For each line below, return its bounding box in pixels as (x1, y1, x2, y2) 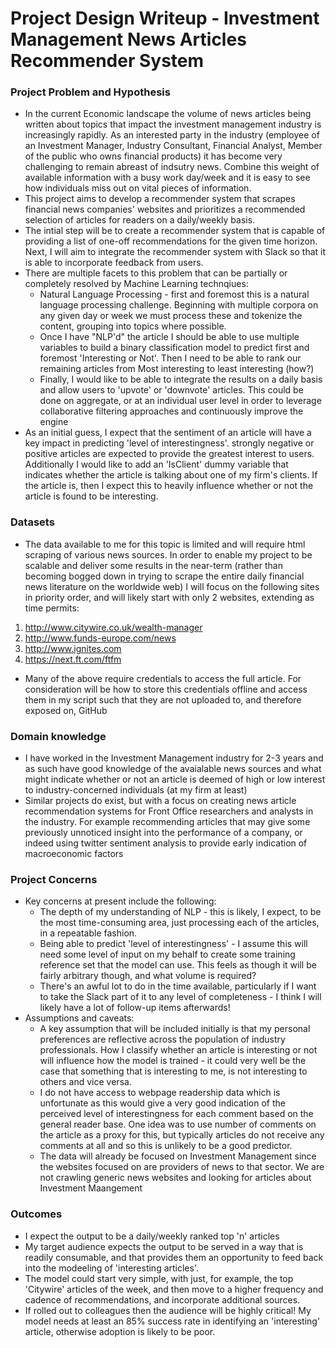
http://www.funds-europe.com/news (24, 632, 177, 644)
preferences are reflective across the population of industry (39, 1033, 286, 1046)
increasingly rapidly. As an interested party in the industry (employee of (24, 129, 320, 141)
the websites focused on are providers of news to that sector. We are (39, 1161, 325, 1173)
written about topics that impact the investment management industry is (24, 118, 322, 131)
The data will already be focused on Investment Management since (39, 1150, 317, 1162)
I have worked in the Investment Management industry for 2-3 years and (24, 752, 324, 764)
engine (39, 416, 69, 428)
